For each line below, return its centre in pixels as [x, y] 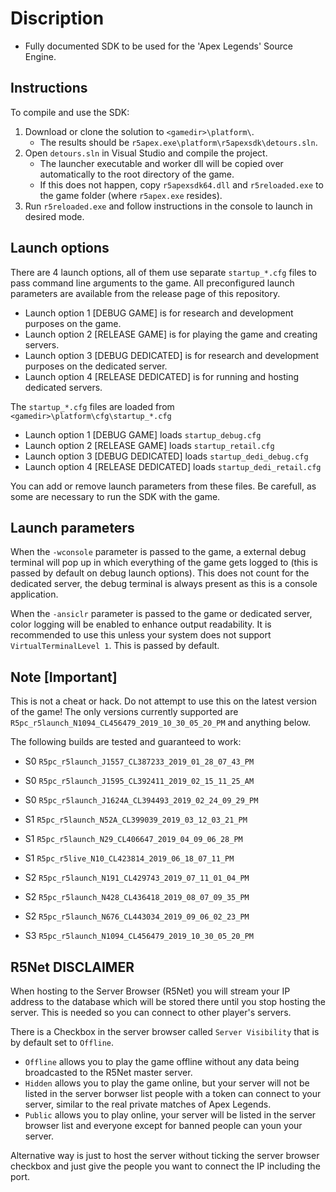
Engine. [40, 56]
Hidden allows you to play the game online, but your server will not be [167, 1083]
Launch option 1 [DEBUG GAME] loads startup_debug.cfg [143, 434]
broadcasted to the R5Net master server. [108, 1072]
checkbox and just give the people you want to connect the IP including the [165, 1166]
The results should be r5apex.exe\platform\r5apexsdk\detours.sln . [178, 142]
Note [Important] [64, 677]
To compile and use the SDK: [70, 112]
